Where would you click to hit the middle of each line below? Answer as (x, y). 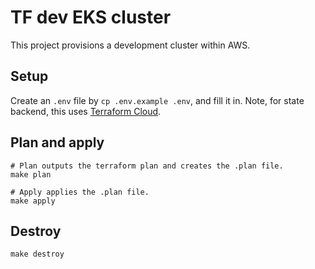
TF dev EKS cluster (91, 17)
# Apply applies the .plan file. (80, 192)
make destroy (37, 254)
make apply (33, 201)
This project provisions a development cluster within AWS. (130, 45)
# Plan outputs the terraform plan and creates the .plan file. (147, 166)
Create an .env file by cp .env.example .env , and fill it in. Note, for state (157, 100)
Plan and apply (57, 142)
